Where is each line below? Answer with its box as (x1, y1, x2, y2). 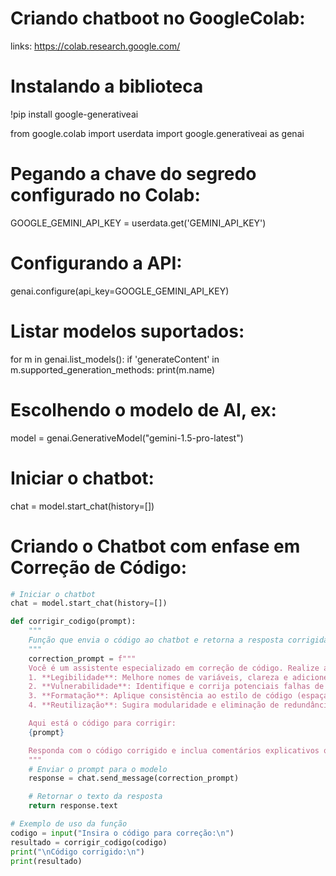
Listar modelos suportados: (10, 320, 245, 342)
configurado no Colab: (10, 184, 201, 207)
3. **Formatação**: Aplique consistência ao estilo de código (28, 691, 293, 701)
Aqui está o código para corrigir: (28, 718, 177, 728)
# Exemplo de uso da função (10, 819, 128, 829)
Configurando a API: (10, 252, 183, 274)
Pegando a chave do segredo (10, 163, 257, 186)
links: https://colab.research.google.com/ (10, 40, 181, 52)
